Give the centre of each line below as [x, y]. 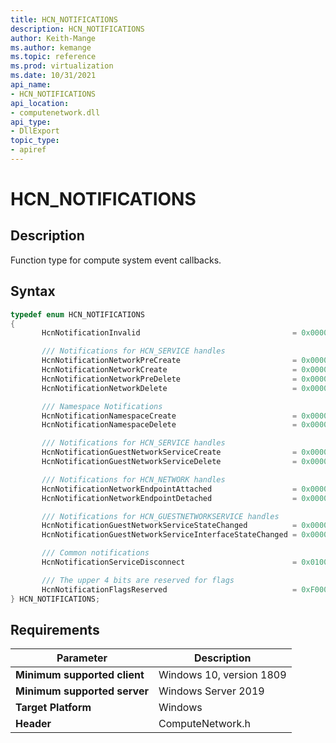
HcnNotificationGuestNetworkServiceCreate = [169, 452]
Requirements [55, 629]
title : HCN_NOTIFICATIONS [64, 19]
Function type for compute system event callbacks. [116, 260]
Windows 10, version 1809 [222, 675]
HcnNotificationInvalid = [169, 333]
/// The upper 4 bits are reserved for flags [138, 580]
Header [33, 724]
